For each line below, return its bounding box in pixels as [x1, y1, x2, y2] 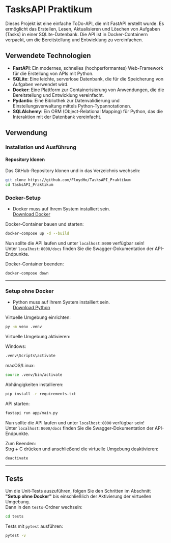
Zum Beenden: [5, 440, 37, 446]
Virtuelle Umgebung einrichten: [5, 314, 71, 320]
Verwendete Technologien [5, 51, 91, 60]
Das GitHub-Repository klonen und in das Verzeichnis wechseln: [5, 168, 141, 174]
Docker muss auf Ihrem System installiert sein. [12, 206, 110, 212]
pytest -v [5, 533, 26, 538]
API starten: [5, 400, 30, 406]
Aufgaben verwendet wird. [12, 81, 69, 87]
